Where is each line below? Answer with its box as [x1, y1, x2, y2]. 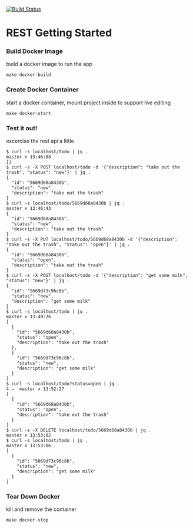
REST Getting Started [6, 27, 112, 39]
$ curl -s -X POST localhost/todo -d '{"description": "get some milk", [6, 273, 188, 279]
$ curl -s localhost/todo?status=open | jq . [6, 381, 119, 387]
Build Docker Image [6, 47, 64, 55]
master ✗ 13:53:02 [6, 433, 51, 438]
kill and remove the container [6, 506, 76, 513]
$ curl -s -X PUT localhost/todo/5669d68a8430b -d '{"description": [6, 236, 178, 243]
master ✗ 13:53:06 [6, 443, 51, 449]
